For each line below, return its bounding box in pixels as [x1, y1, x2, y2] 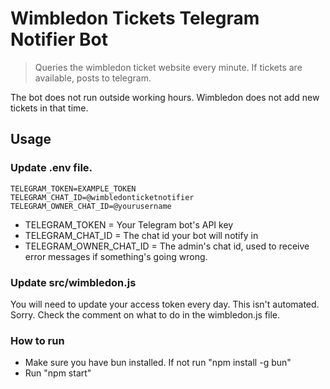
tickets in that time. [10, 102, 89, 114]
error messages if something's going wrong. [24, 250, 208, 262]
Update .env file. [10, 161, 93, 175]
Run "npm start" [24, 367, 92, 379]
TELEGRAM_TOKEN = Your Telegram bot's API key [24, 218, 234, 231]
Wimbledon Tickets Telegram [10, 7, 260, 30]
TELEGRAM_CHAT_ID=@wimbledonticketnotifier [10, 192, 195, 202]
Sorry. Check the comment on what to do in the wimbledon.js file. [10, 308, 281, 321]
